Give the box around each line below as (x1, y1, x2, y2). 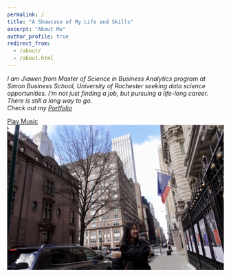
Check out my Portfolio (7, 103, 72, 112)
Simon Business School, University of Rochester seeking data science (7, 81, 206, 90)
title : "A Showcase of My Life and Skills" (7, 18, 134, 25)
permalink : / (7, 11, 45, 18)
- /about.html (13, 55, 54, 62)
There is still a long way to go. (7, 96, 93, 105)
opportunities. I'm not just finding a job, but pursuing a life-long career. (7, 89, 208, 97)
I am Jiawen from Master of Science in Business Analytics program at (7, 74, 206, 83)
